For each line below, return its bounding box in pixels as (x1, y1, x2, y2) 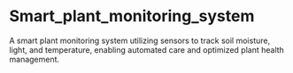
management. (9, 54, 60, 64)
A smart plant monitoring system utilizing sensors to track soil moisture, (9, 35, 271, 46)
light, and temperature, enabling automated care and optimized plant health (9, 44, 285, 55)
